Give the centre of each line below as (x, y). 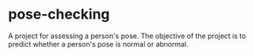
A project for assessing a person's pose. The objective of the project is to (127, 36)
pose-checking (59, 14)
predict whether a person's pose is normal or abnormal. (98, 44)
